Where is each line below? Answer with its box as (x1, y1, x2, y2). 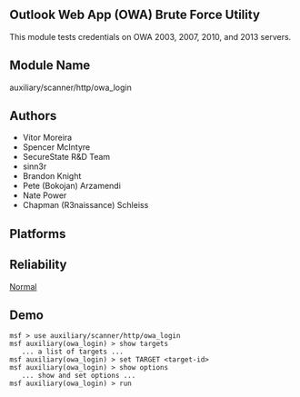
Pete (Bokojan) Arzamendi (22, 181, 121, 192)
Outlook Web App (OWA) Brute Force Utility (9, 7, 261, 23)
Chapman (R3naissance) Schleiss (22, 200, 149, 211)
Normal (9, 281, 37, 292)
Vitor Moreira (22, 132, 73, 144)
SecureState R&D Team (22, 152, 111, 163)
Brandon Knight (22, 171, 82, 182)
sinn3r (22, 161, 47, 172)
